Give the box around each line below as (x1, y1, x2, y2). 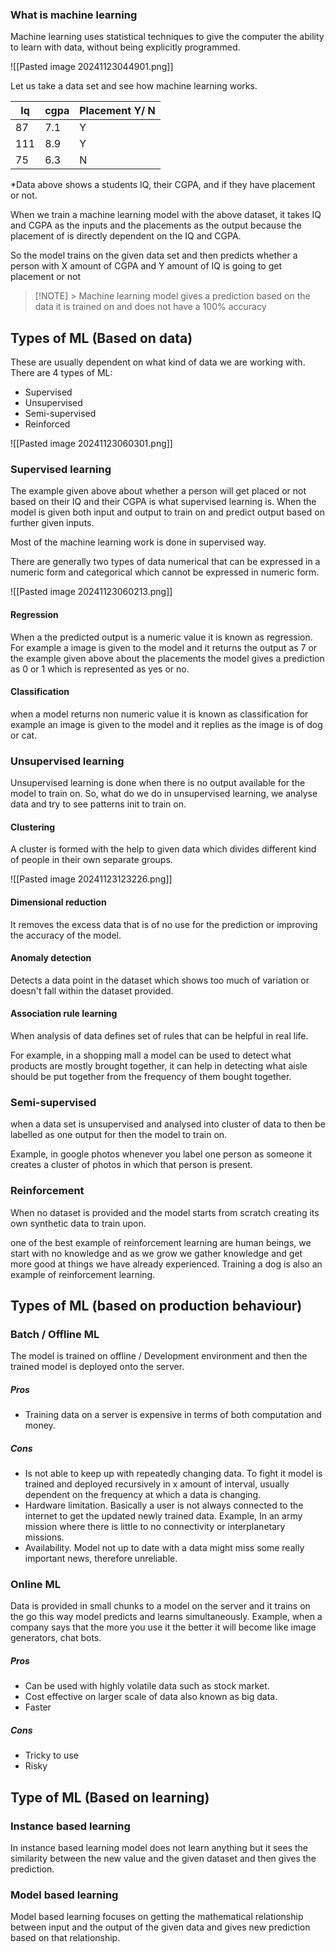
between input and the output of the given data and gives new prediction (10, 1921, 311, 1933)
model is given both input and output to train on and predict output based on (10, 506, 325, 518)
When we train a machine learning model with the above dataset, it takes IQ (10, 209, 322, 221)
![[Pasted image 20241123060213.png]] (10, 586, 173, 598)
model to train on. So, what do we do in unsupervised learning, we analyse (10, 788, 318, 800)
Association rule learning (10, 1008, 118, 1020)
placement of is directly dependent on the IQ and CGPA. (10, 230, 242, 242)
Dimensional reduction (10, 896, 107, 908)
